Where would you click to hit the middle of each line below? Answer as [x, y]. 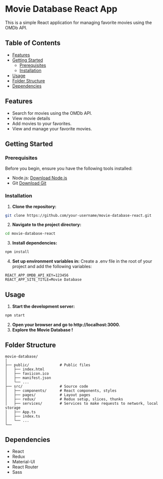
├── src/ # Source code [47, 386]
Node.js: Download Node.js [40, 178]
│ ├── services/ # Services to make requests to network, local [82, 403]
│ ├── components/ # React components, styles [61, 391]
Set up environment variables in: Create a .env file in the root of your [82, 261]
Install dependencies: [35, 243]
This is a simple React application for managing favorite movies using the [79, 22]
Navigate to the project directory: [47, 225]
